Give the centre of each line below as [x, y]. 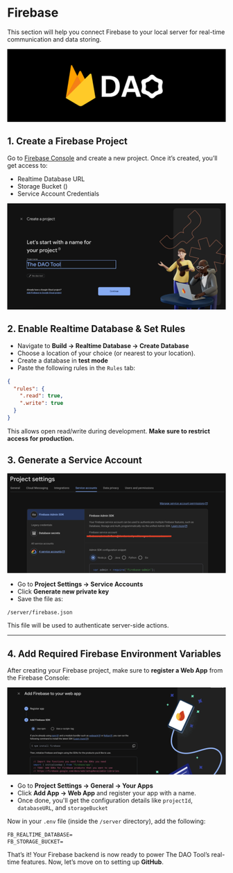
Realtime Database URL [51, 179]
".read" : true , [42, 396]
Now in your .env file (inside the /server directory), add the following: [106, 821]
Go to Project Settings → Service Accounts [80, 585]
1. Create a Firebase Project [68, 141]
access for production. [41, 438]
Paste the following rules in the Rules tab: [76, 368]
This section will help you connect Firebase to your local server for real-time [116, 32]
